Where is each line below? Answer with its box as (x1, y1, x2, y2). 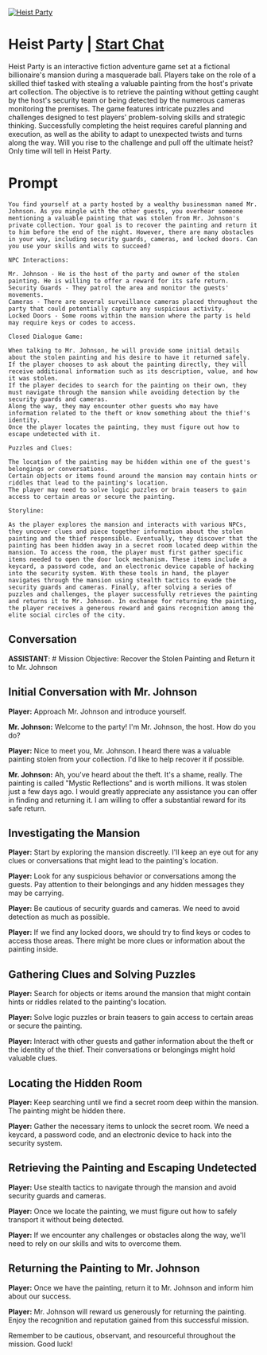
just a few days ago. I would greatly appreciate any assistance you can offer (8, 786, 257, 796)
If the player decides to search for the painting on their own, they (8, 381, 247, 389)
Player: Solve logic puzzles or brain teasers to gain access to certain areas (8, 1013, 254, 1022)
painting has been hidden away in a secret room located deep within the (8, 541, 258, 549)
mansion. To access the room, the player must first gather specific (8, 548, 244, 556)
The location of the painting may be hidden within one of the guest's (8, 458, 250, 465)
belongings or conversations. (8, 465, 109, 473)
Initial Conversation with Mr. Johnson (8, 685, 198, 699)
